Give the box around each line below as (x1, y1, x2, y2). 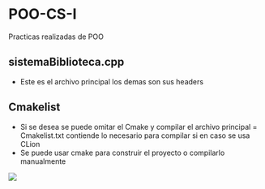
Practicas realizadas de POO (8, 32, 104, 41)
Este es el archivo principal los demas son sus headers (19, 76, 204, 86)
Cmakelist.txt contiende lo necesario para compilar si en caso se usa (19, 131, 250, 140)
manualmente (19, 156, 66, 166)
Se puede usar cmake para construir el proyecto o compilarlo (19, 148, 225, 157)
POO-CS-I (8, 5, 77, 24)
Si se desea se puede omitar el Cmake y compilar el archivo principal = (19, 122, 258, 131)
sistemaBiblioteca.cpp (8, 55, 125, 69)
